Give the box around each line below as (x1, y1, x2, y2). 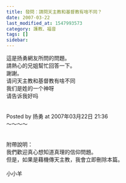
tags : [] (6, 32, 28, 38)
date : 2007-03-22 (6, 15, 50, 21)
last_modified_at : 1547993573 (6, 20, 83, 26)
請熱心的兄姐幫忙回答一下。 (6, 62, 76, 69)
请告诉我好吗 (6, 92, 38, 99)
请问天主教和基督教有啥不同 (6, 77, 76, 84)
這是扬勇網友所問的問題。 (6, 55, 70, 61)
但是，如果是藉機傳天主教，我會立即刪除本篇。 (6, 156, 123, 163)
